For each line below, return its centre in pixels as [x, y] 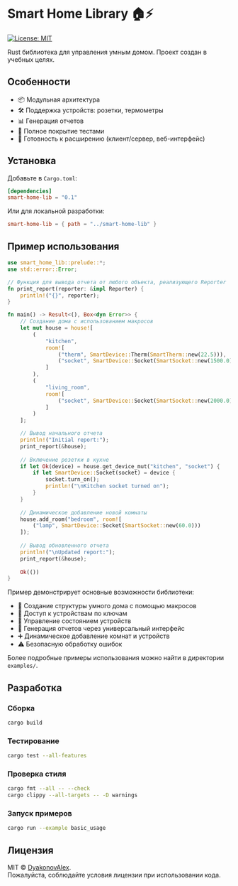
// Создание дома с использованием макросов [87, 322]
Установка [32, 161]
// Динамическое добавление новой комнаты [84, 512]
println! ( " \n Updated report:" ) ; [68, 552]
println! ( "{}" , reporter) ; [60, 296]
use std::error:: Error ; [42, 269]
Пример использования [63, 246]
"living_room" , [68, 387]
